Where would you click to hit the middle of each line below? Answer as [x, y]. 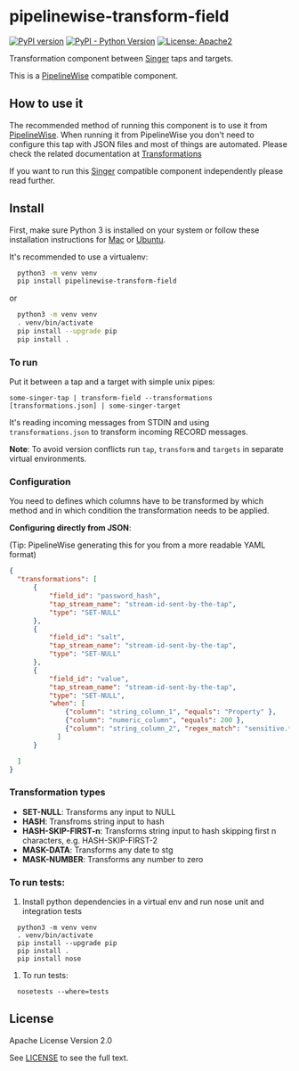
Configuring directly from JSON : [70, 528]
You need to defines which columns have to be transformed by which [137, 501]
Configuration [40, 482]
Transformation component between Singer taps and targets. [121, 58]
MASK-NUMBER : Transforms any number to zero [113, 859]
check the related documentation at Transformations [105, 153]
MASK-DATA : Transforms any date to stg [97, 850]
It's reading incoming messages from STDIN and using [109, 423]
